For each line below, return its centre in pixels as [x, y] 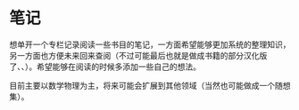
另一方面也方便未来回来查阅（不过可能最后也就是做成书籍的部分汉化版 [138, 55]
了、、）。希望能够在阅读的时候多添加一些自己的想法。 [105, 67]
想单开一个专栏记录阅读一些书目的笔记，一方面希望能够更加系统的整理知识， [150, 44]
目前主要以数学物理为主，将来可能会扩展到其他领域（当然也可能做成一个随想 [150, 85]
